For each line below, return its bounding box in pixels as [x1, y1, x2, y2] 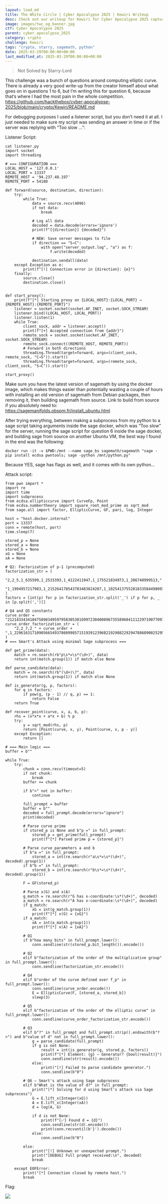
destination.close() [23, 280, 66, 285]
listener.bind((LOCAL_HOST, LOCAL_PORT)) [14, 311, 101, 316]
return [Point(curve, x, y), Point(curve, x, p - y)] [23, 727, 137, 732]
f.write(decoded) [49, 249, 86, 254]
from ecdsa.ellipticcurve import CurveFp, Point [5, 499, 108, 504]
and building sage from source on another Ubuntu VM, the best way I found [5, 434, 161, 440]
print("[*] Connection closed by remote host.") [23, 1170, 126, 1176]
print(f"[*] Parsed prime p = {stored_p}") [31, 837, 124, 842]
